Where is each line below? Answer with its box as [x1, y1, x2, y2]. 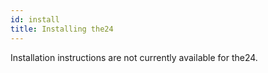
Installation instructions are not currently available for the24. [10, 51, 258, 63]
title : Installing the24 [10, 24, 114, 34]
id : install [10, 14, 60, 25]
